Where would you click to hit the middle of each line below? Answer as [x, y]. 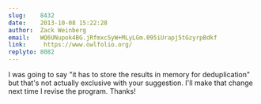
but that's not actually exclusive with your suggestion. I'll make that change [130, 83]
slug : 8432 [32, 15]
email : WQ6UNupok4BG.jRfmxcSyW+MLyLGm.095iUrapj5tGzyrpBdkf [113, 37]
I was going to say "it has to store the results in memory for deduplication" [129, 74]
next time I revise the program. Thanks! [72, 91]
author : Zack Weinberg [47, 30]
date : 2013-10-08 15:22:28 [58, 23]
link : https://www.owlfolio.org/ [70, 45]
